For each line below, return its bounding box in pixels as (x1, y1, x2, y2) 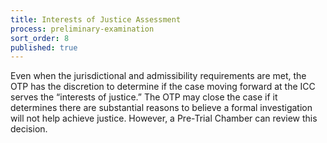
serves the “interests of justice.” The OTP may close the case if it (10, 91, 278, 103)
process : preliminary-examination (10, 24, 155, 34)
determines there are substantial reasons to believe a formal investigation (10, 102, 313, 114)
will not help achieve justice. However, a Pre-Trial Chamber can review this (10, 112, 318, 125)
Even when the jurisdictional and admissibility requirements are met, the (10, 70, 307, 82)
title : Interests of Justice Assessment (10, 14, 182, 25)
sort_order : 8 (10, 33, 70, 43)
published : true (10, 42, 78, 53)
